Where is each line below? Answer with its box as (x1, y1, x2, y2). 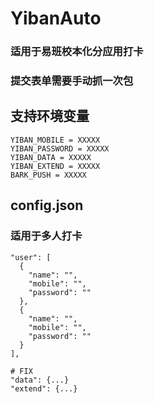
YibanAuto (10, 7, 102, 30)
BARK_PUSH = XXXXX (10, 170, 87, 180)
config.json (10, 197, 84, 214)
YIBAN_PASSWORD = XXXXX (10, 143, 110, 154)
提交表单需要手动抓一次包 (10, 74, 134, 88)
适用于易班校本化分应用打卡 (10, 45, 144, 59)
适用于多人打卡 (10, 229, 83, 243)
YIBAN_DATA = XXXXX (10, 152, 92, 162)
